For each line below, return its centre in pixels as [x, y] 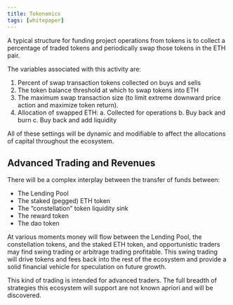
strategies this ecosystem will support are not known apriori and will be [110, 288]
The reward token [43, 216]
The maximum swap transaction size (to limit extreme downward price [119, 97]
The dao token [38, 223]
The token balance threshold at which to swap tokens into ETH [108, 90]
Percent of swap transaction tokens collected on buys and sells [109, 82]
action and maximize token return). [68, 105]
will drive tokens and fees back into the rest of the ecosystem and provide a [117, 259]
